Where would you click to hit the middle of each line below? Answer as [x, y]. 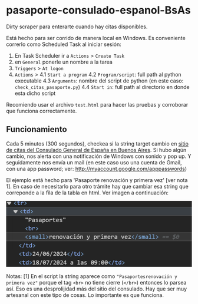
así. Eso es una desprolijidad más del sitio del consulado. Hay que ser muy [97, 289]
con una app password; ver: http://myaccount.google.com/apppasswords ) [97, 168]
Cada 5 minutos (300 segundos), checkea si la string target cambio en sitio [97, 143]
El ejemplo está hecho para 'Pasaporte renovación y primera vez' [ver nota [97, 180]
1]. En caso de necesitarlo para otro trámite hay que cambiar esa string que [97, 186]
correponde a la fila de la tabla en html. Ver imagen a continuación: [88, 193]
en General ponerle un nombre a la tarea [64, 62]
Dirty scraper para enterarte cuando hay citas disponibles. [77, 27]
